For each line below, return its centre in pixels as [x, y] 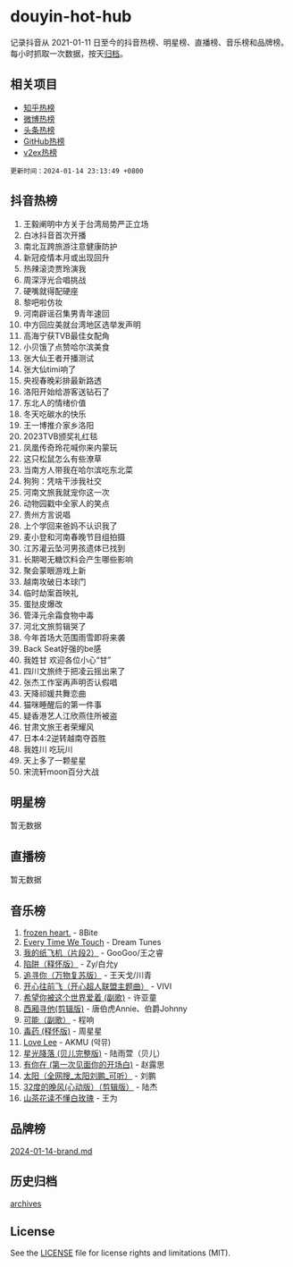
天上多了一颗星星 [54, 760]
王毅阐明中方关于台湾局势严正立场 [86, 224]
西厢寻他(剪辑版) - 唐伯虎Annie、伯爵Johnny [105, 1009]
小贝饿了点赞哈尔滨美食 [66, 347]
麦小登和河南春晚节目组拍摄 [74, 536]
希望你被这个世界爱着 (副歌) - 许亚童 [90, 997]
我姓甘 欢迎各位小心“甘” [67, 660]
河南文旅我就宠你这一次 [66, 492]
